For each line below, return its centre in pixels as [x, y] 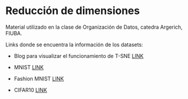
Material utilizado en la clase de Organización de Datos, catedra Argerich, [94, 27]
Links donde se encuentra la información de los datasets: [74, 45]
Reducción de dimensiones [73, 11]
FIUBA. [14, 33]
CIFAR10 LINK [30, 90]
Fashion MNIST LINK [39, 78]
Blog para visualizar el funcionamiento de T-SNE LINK [79, 56]
